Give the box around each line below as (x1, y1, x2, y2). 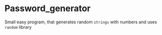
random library (4, 24, 32, 30)
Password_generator (4, 3, 91, 14)
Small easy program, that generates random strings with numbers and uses (4, 19, 157, 25)
